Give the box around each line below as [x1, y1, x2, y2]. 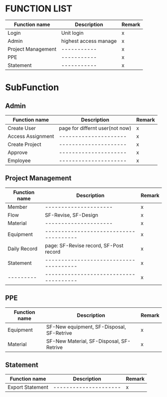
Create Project [7, 140, 41, 147]
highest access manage [61, 37, 117, 44]
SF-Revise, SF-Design [45, 211, 98, 218]
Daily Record [7, 245, 38, 252]
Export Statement [7, 384, 49, 391]
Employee [7, 157, 31, 164]
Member [7, 203, 27, 210]
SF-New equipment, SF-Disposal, [46, 323, 126, 330]
